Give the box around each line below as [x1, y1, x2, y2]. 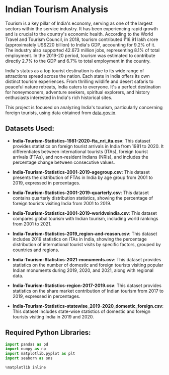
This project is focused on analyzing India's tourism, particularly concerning [5, 104, 163, 110]
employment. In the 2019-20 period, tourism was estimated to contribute [5, 52, 156, 59]
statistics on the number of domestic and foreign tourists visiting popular [12, 262, 163, 268]
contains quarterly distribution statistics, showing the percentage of [12, 195, 153, 201]
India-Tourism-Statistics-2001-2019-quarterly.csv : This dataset [12, 190, 149, 196]
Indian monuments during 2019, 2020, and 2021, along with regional [12, 267, 154, 273]
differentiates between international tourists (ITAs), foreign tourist [12, 148, 148, 155]
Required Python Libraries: [5, 329, 92, 337]
